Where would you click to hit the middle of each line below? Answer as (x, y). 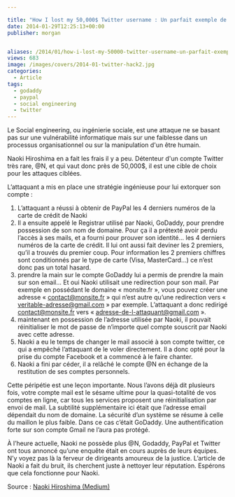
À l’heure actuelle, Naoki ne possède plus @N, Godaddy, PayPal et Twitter (114, 443)
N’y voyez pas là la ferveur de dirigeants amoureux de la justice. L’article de (116, 458)
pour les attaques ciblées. (44, 174)
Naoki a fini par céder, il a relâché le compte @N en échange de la (113, 364)
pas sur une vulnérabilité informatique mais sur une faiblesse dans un (107, 138)
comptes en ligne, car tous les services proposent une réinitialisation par (112, 400)
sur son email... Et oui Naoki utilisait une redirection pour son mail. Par (118, 282)
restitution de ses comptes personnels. (73, 372)
